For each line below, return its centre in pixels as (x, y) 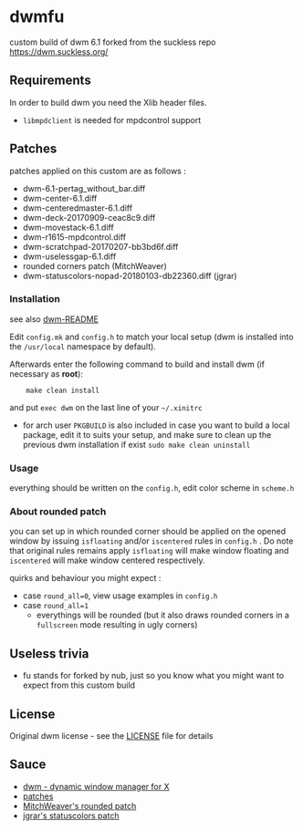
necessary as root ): (47, 373)
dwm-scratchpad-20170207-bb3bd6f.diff (100, 246)
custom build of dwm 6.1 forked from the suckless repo (113, 42)
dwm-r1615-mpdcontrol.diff (74, 237)
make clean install (63, 390)
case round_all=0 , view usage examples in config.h (120, 596)
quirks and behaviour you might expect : (85, 578)
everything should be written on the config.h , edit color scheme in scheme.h (152, 488)
